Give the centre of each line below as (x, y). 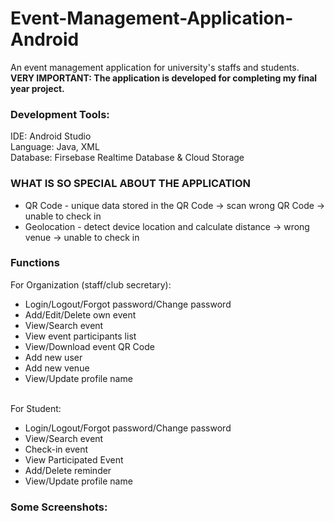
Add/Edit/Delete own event (80, 314)
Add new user (53, 357)
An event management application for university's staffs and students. (155, 67)
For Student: (36, 408)
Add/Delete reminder (68, 470)
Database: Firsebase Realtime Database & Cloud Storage (127, 158)
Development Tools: (60, 114)
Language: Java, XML (55, 147)
